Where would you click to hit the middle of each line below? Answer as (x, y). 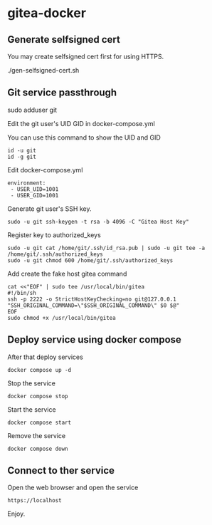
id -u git (22, 150)
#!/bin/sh (22, 293)
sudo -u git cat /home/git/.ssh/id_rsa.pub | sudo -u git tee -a (106, 248)
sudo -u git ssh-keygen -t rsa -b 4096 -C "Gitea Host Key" (99, 222)
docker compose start (39, 422)
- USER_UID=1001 (35, 189)
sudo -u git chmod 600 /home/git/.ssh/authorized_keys (90, 260)
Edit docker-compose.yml (45, 170)
